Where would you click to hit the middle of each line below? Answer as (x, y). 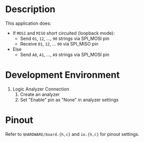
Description (30, 9)
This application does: (28, 23)
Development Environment (62, 75)
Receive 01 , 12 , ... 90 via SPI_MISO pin (59, 43)
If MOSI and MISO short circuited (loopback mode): (64, 33)
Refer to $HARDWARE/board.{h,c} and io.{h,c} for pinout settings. (73, 134)
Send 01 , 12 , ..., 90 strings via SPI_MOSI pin (65, 38)
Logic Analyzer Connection (41, 89)
